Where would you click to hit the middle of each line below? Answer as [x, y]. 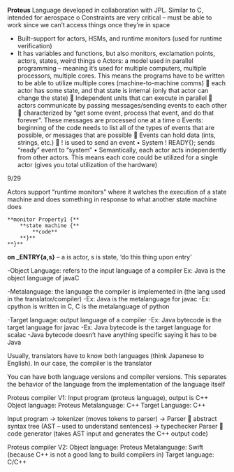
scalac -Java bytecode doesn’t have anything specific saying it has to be [112, 335]
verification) [35, 46]
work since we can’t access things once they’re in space [89, 25]
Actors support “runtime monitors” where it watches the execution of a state [117, 192]
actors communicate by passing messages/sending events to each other [122, 105]
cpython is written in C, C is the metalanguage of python [88, 306]
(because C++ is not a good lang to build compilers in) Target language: [111, 455]
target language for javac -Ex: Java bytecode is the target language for [109, 327]
